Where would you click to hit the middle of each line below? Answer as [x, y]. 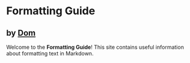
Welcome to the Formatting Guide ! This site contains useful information [95, 47]
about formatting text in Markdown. [50, 53]
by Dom [21, 33]
